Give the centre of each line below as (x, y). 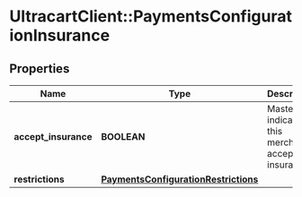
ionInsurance (60, 35)
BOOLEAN (123, 137)
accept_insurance (53, 137)
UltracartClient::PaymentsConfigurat (151, 17)
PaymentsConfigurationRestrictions (180, 179)
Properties (40, 69)
